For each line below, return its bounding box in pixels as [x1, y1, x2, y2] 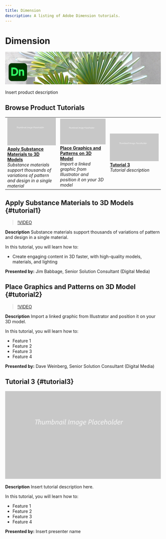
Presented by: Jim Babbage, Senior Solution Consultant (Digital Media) [5, 268, 150, 274]
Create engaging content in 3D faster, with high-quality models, [12, 253, 142, 259]
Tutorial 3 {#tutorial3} [5, 377, 74, 386]
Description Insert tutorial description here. [5, 484, 94, 490]
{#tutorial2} [5, 291, 42, 299]
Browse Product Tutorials [5, 104, 85, 112]
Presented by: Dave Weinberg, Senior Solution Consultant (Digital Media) [5, 363, 155, 369]
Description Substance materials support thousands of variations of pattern [5, 229, 160, 235]
